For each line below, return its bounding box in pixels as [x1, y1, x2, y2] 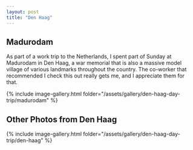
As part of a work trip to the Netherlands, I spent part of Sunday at [6, 53, 172, 60]
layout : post [6, 8, 39, 15]
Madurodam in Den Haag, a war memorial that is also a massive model [6, 59, 182, 67]
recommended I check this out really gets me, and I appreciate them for [6, 72, 185, 79]
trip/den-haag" [6, 137, 44, 144]
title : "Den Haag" [6, 15, 53, 21]
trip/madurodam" [6, 97, 50, 104]
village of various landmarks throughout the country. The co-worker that [6, 66, 187, 73]
